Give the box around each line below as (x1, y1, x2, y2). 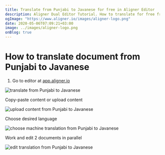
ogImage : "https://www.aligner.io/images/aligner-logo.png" (5, 16, 131, 21)
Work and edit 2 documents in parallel (5, 134, 82, 140)
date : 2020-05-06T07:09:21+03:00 (5, 21, 74, 26)
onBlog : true (5, 30, 32, 35)
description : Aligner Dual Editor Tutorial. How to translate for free (5, 12, 155, 17)
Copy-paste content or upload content (5, 97, 83, 103)
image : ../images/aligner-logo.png (5, 26, 78, 30)
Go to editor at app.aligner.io (12, 77, 70, 83)
